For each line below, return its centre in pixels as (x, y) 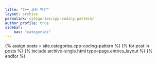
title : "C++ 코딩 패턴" (27, 9)
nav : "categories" (32, 32)
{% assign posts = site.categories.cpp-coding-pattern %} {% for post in (77, 46)
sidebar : (14, 28)
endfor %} (15, 56)
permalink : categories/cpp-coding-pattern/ (50, 18)
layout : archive (21, 14)
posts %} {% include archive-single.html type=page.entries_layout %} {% (79, 51)
